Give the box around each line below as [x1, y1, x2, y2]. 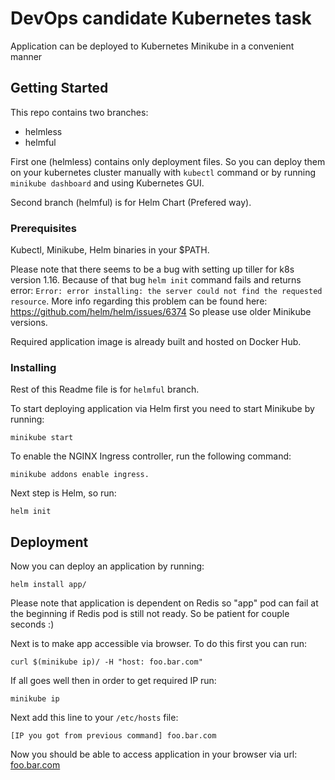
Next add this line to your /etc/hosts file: [10, 712, 179, 724]
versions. [10, 317, 48, 329]
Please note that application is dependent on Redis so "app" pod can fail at [10, 597, 319, 609]
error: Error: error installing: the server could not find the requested [10, 285, 323, 297]
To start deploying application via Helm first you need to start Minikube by [10, 403, 315, 415]
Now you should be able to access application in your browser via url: [10, 748, 298, 761]
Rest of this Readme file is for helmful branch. [10, 383, 200, 396]
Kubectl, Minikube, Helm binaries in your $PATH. [10, 244, 210, 256]
